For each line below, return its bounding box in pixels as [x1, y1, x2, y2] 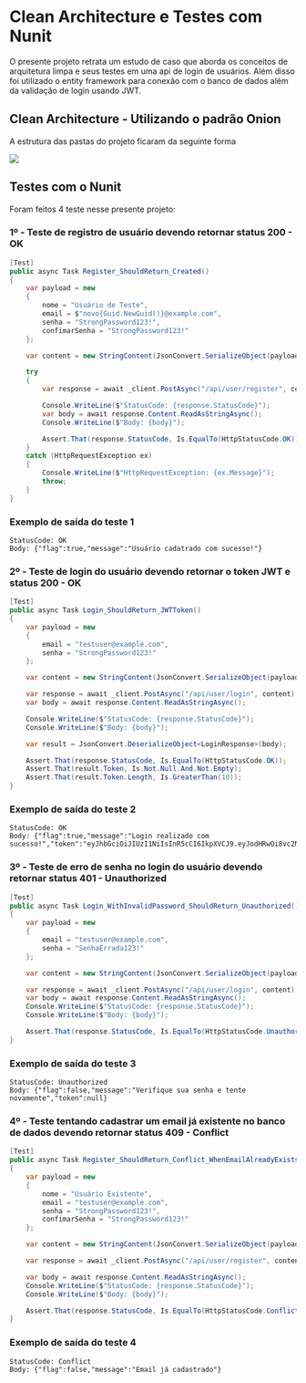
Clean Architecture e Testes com [9, 6, 262, 27]
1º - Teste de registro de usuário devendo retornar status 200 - [9, 226, 293, 239]
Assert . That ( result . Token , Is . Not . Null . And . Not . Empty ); [25, 764, 243, 774]
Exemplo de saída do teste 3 [9, 1056, 137, 1069]
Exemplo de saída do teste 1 [9, 515, 135, 528]
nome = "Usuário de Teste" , [42, 301, 148, 310]
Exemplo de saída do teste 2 [9, 803, 137, 816]
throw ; [42, 477, 67, 486]
